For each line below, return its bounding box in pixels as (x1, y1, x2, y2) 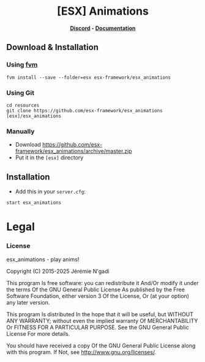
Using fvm (6, 60, 38, 69)
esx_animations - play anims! (6, 255, 80, 263)
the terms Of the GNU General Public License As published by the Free (6, 286, 185, 293)
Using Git (6, 89, 35, 97)
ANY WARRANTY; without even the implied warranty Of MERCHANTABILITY (6, 317, 198, 324)
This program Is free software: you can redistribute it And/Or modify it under (6, 279, 199, 286)
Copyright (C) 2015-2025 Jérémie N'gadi (6, 267, 110, 275)
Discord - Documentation (70, 24, 136, 32)
